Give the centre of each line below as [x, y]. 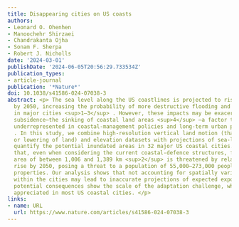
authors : [20, 21]
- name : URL [25, 206]
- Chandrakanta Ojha [38, 41]
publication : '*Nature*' [44, 87]
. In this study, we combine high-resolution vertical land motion [116, 133]
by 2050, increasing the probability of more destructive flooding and [122, 107]
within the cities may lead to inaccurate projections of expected [116, 179]
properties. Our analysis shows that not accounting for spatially [116, 173]
